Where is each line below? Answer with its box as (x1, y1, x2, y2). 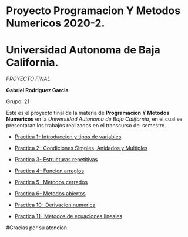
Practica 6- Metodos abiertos (14, 190, 86, 197)
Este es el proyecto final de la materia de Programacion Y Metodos (6, 110, 170, 117)
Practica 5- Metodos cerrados (14, 179, 88, 186)
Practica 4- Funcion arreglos (14, 167, 84, 174)
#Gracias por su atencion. (6, 224, 69, 231)
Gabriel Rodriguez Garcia (6, 87, 69, 94)
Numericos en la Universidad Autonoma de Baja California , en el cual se (6, 116, 183, 123)
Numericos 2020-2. (6, 16, 105, 30)
